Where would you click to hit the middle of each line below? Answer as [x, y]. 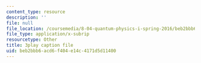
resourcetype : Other [32, 40]
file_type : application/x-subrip [48, 34]
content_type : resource [36, 12]
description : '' [26, 17]
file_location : [25, 28]
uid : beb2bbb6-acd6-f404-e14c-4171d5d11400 [61, 51]
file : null [20, 23]
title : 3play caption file [40, 46]
